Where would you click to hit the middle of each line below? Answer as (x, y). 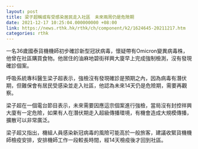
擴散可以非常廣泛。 (29, 120)
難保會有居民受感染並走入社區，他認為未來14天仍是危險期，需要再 (102, 85)
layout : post (22, 11)
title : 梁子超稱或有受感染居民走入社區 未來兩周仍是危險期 (70, 17)
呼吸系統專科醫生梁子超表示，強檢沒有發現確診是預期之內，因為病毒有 (91, 78)
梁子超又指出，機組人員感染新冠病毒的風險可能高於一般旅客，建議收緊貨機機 (99, 133)
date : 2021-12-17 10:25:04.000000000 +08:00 (62, 22)
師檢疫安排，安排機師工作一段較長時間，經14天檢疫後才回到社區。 (86, 140)
